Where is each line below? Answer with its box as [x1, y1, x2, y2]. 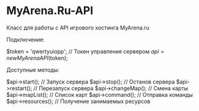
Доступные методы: [6, 66, 59, 74]
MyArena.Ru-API [6, 4, 94, 18]
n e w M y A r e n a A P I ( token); [6, 54, 69, 61]
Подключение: [6, 36, 45, 43]
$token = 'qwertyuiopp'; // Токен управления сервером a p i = [6, 47, 165, 55]
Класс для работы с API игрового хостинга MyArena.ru [6, 24, 150, 31]
